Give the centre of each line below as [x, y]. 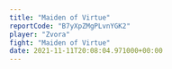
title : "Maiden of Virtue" [60, 17]
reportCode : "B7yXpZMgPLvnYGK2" [70, 26]
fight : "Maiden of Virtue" [60, 43]
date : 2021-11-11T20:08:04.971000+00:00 [86, 51]
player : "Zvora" [40, 34]
